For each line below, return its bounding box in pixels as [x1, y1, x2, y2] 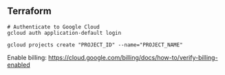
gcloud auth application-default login [7, 29, 122, 36]
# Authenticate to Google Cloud [7, 23, 100, 30]
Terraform [7, 5, 52, 17]
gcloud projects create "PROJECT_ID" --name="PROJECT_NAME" [7, 41, 184, 48]
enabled [7, 61, 30, 69]
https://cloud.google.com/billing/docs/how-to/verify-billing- [47, 53, 218, 61]
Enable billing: [7, 53, 47, 61]
